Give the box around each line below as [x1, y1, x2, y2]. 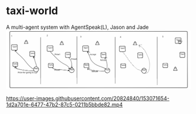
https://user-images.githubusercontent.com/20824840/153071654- [6, 95, 170, 102]
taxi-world [6, 4, 59, 18]
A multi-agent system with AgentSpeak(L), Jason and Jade [6, 24, 149, 31]
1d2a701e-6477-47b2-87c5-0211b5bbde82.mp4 [6, 101, 123, 108]
